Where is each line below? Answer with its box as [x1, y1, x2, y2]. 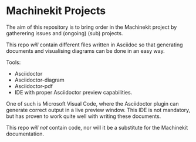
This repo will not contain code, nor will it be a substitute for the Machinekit [6, 124, 188, 131]
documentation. [6, 130, 45, 137]
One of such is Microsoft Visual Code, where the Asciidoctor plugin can [6, 100, 179, 107]
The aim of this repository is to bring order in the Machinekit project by [6, 23, 177, 31]
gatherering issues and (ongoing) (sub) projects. [6, 29, 123, 36]
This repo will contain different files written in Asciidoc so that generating [6, 41, 183, 48]
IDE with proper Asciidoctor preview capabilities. [14, 89, 133, 96]
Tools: [6, 59, 21, 66]
